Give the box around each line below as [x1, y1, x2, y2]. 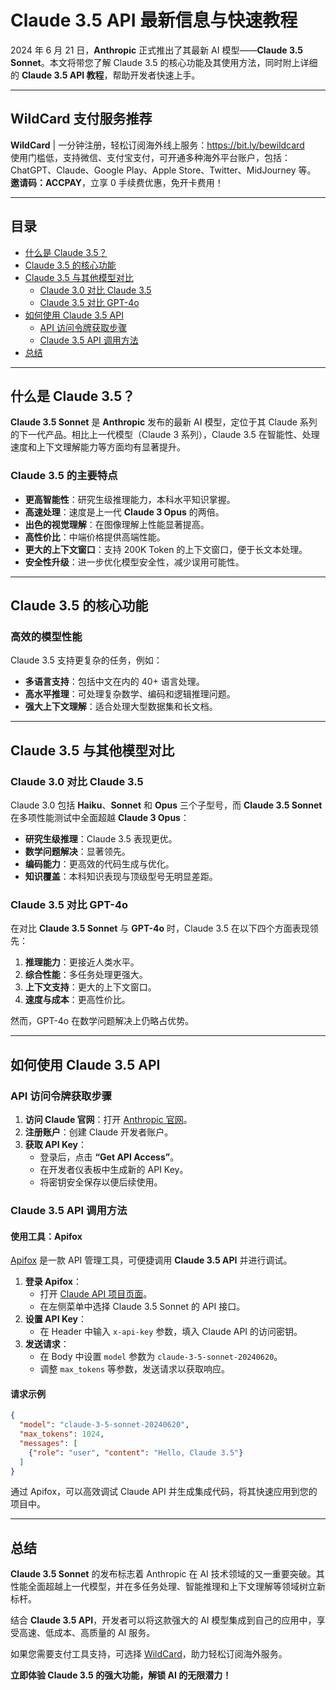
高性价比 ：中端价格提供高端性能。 [24, 531, 166, 543]
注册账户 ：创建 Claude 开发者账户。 [24, 1126, 174, 1138]
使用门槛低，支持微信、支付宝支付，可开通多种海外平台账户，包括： [10, 151, 291, 163]
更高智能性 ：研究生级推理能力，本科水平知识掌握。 [24, 493, 236, 505]
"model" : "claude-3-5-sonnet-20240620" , [19, 1420, 190, 1430]
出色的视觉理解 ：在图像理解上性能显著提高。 [24, 518, 210, 530]
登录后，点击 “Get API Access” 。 [39, 1151, 180, 1163]
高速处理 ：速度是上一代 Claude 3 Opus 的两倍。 [24, 506, 225, 518]
